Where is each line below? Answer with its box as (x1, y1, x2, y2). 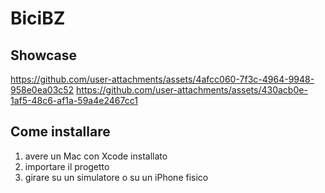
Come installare (10, 123, 111, 141)
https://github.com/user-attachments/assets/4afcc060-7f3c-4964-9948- (10, 73, 315, 85)
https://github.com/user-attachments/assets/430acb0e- (76, 84, 308, 96)
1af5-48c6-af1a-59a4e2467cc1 (10, 95, 138, 106)
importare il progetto (24, 160, 110, 172)
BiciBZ (10, 7, 66, 30)
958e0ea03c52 (10, 84, 75, 96)
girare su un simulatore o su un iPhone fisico (24, 171, 209, 183)
